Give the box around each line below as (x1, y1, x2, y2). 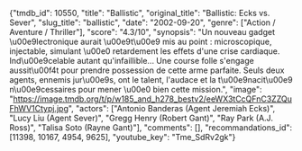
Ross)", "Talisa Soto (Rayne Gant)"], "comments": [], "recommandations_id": (9, 122, 293, 133)
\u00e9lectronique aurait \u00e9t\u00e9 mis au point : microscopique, (9, 36, 272, 47)
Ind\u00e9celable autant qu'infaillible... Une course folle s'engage (9, 56, 254, 66)
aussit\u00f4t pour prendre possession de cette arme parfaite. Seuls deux (9, 65, 285, 75)
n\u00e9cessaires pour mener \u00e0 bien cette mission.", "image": (9, 84, 263, 94)
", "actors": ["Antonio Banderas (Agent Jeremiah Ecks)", (68, 103, 276, 113)
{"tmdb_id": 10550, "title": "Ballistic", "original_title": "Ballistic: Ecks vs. (9, 8, 270, 18)
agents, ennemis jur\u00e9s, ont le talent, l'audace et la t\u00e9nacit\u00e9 (9, 75, 293, 84)
